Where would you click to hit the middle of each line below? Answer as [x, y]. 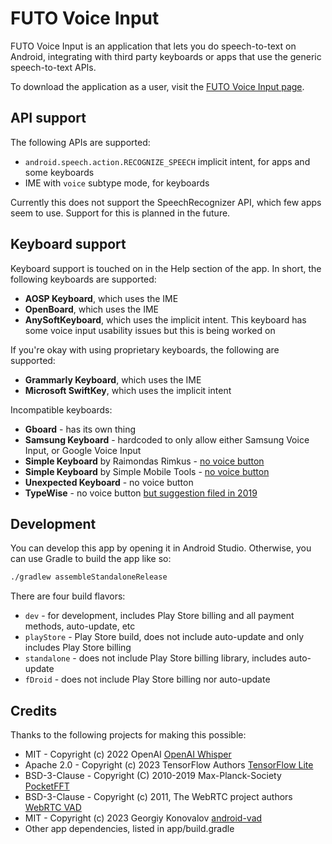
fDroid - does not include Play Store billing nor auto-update [147, 679]
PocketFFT [47, 786]
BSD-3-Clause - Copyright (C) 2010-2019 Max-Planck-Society [153, 776]
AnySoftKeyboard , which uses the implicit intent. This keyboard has [165, 319]
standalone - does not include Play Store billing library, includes [155, 658]
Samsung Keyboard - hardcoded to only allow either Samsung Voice [167, 439]
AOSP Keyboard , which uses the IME [101, 298]
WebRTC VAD [53, 808]
